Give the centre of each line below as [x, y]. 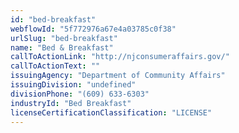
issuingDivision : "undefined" [73, 85]
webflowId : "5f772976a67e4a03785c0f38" [93, 29]
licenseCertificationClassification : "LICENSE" [111, 112]
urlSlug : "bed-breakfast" [64, 38]
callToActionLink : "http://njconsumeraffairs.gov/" [120, 57]
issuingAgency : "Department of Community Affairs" [118, 76]
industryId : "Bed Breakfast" [71, 103]
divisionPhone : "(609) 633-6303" [80, 94]
